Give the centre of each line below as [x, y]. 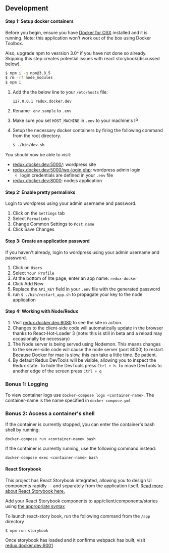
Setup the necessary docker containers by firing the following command [88, 131]
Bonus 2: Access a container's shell [50, 413]
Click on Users [27, 267]
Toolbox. [14, 43]
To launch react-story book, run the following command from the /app [78, 516]
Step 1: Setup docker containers [40, 21]
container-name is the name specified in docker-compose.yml [68, 400]
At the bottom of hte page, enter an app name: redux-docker [75, 278]
